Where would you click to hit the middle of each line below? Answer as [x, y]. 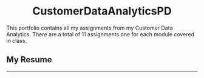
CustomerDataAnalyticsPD [102, 11]
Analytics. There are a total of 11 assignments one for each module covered [100, 34]
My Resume [29, 60]
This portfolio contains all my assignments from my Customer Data [90, 28]
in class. [17, 41]
